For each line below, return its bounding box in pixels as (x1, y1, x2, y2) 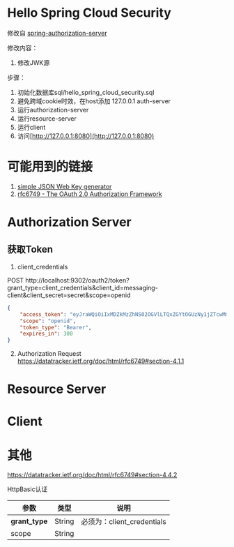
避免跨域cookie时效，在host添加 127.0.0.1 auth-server (17, 96, 171, 105)
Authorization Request (17, 350, 81, 358)
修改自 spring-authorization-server (7, 29, 107, 37)
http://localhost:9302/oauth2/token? (25, 276, 130, 284)
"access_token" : (19, 310, 68, 318)
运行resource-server (17, 114, 77, 123)
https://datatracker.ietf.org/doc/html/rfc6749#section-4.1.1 (17, 357, 185, 366)
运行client (17, 123, 46, 131)
